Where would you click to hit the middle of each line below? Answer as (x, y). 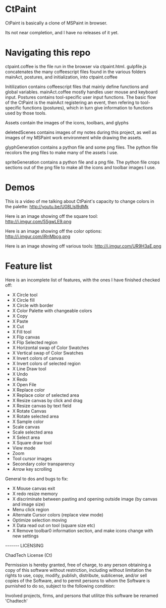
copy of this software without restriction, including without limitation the (79, 570)
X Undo (20, 374)
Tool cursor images (32, 458)
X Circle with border (33, 305)
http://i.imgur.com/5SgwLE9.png (38, 221)
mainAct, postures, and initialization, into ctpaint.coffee (61, 77)
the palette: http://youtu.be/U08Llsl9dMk (47, 206)
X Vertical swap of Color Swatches (48, 353)
